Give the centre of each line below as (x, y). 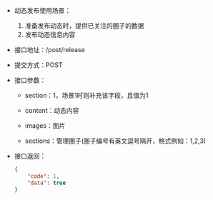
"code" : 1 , (44, 176)
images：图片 (45, 126)
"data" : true (47, 183)
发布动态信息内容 (50, 35)
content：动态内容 (52, 110)
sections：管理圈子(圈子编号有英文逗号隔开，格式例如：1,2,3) (115, 141)
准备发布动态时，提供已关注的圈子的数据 (84, 26)
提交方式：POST (38, 65)
